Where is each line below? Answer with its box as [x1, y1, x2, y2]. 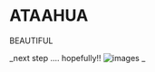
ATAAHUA [9, 5, 89, 26]
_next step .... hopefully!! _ [9, 52, 146, 63]
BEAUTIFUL [9, 35, 53, 46]
